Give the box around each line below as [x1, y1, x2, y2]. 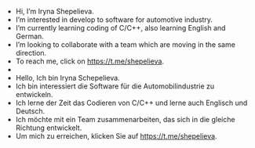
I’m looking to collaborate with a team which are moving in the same [15, 40, 235, 49]
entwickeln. [15, 90, 53, 99]
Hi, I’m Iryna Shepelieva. [15, 7, 94, 16]
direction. [15, 49, 47, 57]
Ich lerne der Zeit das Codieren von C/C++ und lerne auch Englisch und [15, 98, 248, 107]
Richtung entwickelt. [15, 123, 82, 132]
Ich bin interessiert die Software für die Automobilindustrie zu [15, 81, 215, 91]
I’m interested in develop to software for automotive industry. [15, 15, 213, 24]
